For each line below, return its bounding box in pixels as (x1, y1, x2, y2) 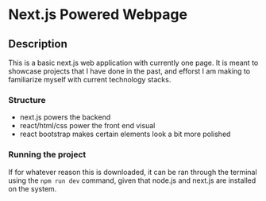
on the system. (8, 184, 57, 193)
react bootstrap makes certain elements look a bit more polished (19, 129, 231, 139)
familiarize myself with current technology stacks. (8, 75, 172, 84)
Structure (8, 94, 46, 105)
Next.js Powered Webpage (8, 6, 188, 24)
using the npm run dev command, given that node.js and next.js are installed (8, 176, 256, 185)
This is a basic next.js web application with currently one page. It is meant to (8, 58, 259, 67)
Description (8, 37, 67, 51)
